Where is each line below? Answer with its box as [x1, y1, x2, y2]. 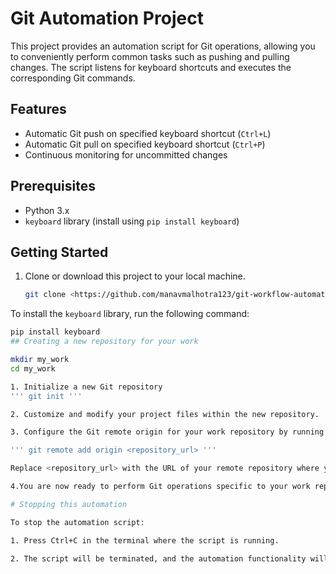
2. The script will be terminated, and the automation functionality [10, 553, 307, 564]
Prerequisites [10, 178, 96, 195]
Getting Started [10, 243, 109, 261]
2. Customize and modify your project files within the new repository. [10, 409, 320, 419]
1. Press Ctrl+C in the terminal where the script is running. [10, 535, 280, 546]
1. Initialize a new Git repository [10, 382, 163, 392]
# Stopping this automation [10, 499, 128, 509]
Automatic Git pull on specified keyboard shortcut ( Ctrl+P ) [24, 138, 266, 150]
